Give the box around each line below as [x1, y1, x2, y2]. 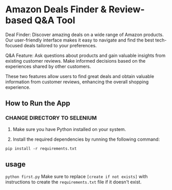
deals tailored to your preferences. [24, 42, 97, 48]
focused [5, 42, 23, 48]
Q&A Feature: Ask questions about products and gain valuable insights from [5, 52, 166, 59]
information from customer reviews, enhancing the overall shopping [5, 79, 149, 85]
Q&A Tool [34, 14, 75, 26]
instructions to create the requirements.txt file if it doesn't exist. [5, 179, 142, 185]
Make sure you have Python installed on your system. [12, 126, 126, 132]
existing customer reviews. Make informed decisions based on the [5, 58, 146, 64]
